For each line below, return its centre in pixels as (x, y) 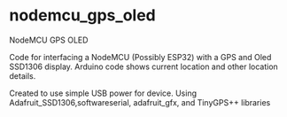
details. (23, 75)
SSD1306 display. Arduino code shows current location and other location (144, 66)
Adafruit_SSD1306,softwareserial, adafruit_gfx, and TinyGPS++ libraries (140, 102)
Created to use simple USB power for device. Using (103, 93)
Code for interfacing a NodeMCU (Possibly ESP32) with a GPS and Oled (140, 57)
